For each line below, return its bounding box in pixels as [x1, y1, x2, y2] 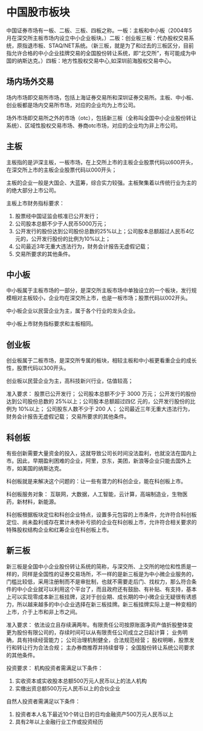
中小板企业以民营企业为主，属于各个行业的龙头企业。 [6, 307, 139, 315]
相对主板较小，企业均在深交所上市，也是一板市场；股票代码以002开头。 [11, 295, 192, 302]
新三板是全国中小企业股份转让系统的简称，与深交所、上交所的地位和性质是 [6, 562, 192, 570]
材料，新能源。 [22, 498, 59, 505]
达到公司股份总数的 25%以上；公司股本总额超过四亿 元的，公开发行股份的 [6, 398, 190, 405]
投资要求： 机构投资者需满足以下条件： [6, 664, 103, 672]
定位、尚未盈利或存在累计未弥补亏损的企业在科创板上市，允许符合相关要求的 [6, 519, 197, 526]
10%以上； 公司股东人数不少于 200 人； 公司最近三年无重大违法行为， [18, 406, 193, 413]
